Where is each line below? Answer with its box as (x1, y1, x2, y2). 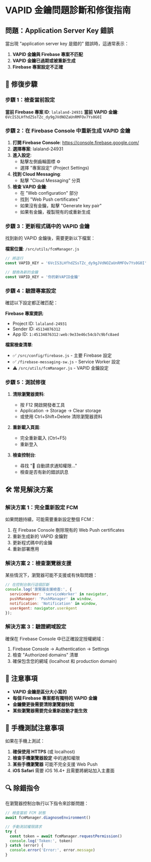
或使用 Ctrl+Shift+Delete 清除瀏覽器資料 (20, 414, 103, 420)
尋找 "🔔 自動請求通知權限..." (20, 463, 77, 469)
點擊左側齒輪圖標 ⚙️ (20, 158, 61, 164)
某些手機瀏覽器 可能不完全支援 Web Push (12, 761, 98, 767)
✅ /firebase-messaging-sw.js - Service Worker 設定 (12, 359, 120, 365)
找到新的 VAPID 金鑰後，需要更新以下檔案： (5, 235, 96, 241)
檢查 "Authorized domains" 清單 (12, 652, 79, 658)
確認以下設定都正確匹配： (5, 300, 58, 306)
